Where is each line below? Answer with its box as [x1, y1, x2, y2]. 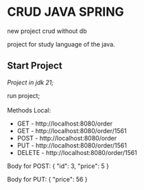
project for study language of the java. [7, 40, 115, 48]
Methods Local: [7, 106, 51, 114]
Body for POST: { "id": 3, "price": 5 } [7, 162, 110, 170]
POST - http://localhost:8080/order [16, 134, 117, 142]
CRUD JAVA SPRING [7, 4, 125, 20]
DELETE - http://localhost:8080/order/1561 [16, 148, 137, 156]
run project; [7, 91, 40, 99]
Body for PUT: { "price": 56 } [7, 175, 88, 183]
